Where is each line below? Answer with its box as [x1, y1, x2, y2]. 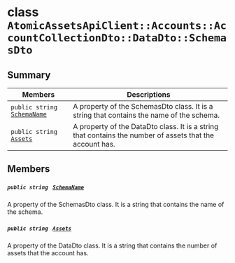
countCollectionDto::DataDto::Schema [7, 32, 227, 45]
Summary [7, 69, 51, 81]
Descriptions [127, 90, 171, 99]
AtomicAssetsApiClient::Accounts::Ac [7, 19, 227, 32]
